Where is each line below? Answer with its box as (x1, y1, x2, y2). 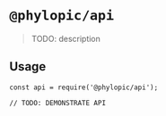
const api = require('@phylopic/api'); (9, 83, 159, 92)
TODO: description (31, 33, 101, 44)
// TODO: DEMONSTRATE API (9, 98, 106, 107)
